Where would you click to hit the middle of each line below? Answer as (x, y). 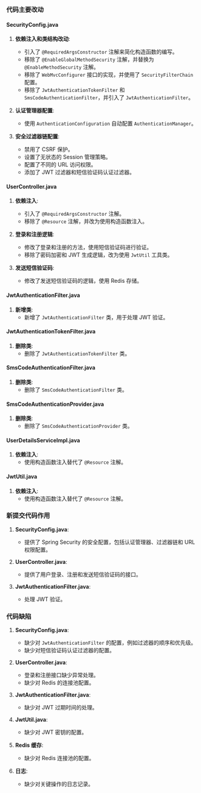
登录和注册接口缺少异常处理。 (61, 675)
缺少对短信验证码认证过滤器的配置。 (70, 650)
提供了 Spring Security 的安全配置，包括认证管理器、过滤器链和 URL (110, 542)
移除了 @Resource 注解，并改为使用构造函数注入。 (86, 221)
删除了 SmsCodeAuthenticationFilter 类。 (76, 389)
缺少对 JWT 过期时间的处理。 (61, 708)
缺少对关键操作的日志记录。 (59, 784)
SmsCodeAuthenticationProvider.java (55, 404)
